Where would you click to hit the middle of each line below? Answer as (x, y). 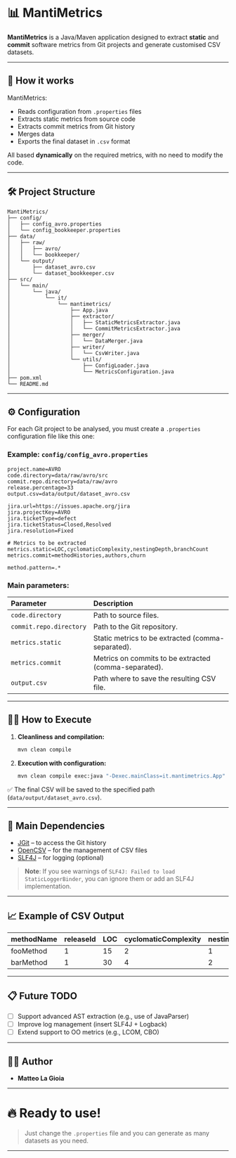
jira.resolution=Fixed (40, 531)
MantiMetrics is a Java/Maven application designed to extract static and (113, 37)
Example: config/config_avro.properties (78, 455)
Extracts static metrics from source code (76, 119)
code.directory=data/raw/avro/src (58, 475)
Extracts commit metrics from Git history (76, 126)
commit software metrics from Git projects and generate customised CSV (114, 44)
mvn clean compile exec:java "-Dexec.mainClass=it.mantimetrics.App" (122, 776)
